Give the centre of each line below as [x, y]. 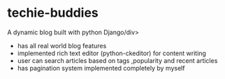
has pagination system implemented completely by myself [101, 68]
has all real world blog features [62, 45]
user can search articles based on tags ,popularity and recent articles [117, 60]
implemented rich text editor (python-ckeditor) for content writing [111, 53]
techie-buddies [53, 13]
